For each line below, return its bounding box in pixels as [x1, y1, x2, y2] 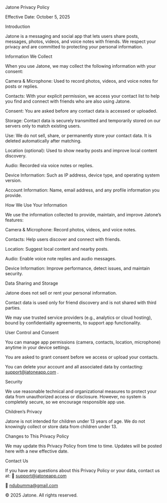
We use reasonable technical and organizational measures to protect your [5, 388, 157, 394]
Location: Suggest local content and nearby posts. [5, 246, 109, 252]
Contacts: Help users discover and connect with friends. [5, 236, 121, 242]
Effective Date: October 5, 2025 [5, 14, 70, 19]
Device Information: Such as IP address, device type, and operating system [5, 172, 160, 178]
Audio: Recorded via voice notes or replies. [5, 163, 94, 168]
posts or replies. [5, 83, 38, 89]
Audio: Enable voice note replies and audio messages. [5, 256, 116, 261]
